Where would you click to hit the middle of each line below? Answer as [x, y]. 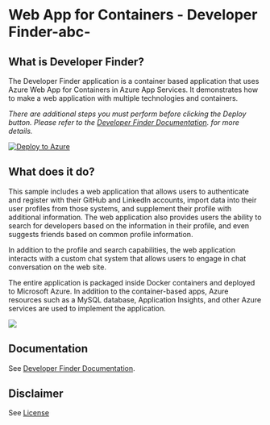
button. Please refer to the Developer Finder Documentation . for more [124, 122]
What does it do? [52, 172]
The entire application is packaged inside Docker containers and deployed [132, 282]
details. [21, 131]
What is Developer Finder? [77, 62]
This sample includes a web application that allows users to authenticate [129, 191]
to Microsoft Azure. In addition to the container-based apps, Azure [118, 291]
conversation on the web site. [58, 267]
